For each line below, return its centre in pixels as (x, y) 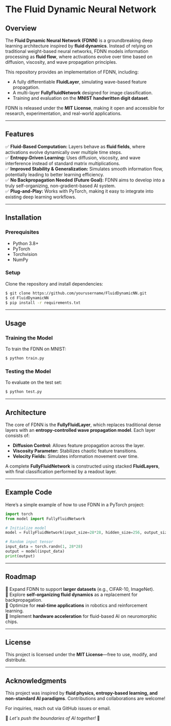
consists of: (18, 435)
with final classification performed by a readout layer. (61, 471)
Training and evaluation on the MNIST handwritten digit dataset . (81, 98)
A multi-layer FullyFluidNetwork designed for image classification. (82, 93)
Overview (21, 28)
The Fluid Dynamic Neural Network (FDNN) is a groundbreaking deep (79, 40)
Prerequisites (22, 232)
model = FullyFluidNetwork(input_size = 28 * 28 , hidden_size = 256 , (74, 533)
